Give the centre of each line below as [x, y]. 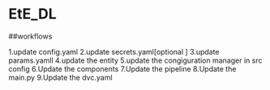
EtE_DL [32, 14]
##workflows [30, 36]
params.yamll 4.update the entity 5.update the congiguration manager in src [135, 60]
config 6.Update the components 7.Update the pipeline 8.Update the [122, 68]
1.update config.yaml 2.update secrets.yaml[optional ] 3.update [114, 51]
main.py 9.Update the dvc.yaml [60, 77]
